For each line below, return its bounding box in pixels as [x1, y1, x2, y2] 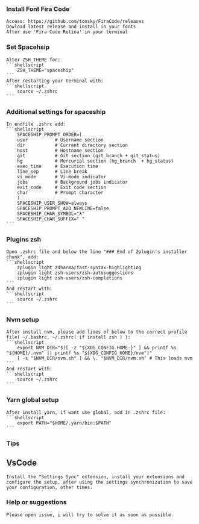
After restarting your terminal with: [6, 78, 104, 84]
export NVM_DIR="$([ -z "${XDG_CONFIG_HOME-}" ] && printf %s [17, 345, 177, 351]
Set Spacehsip [6, 43, 50, 51]
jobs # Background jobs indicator [17, 179, 128, 185]
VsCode [6, 458, 37, 468]
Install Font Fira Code [6, 5, 70, 13]
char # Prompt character [17, 189, 104, 196]
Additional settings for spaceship [6, 107, 106, 116]
